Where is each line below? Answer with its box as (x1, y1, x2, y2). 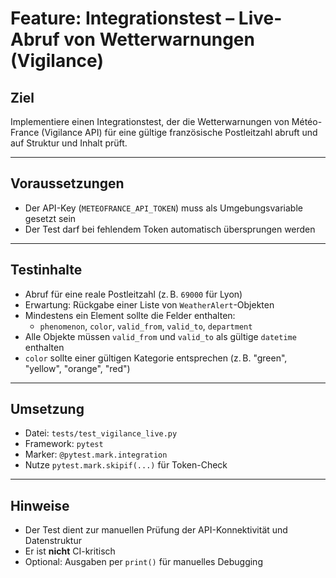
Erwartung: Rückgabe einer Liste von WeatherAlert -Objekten (24, 298, 275, 311)
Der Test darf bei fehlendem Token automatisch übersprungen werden (24, 223, 316, 235)
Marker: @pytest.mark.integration (24, 448, 168, 461)
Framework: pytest (24, 438, 104, 450)
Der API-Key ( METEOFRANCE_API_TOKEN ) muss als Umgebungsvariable (24, 202, 303, 214)
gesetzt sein (24, 212, 77, 224)
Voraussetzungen (10, 175, 125, 192)
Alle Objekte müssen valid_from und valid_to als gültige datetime (24, 330, 297, 342)
